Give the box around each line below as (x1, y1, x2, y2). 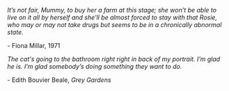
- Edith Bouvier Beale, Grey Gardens (7, 76, 111, 84)
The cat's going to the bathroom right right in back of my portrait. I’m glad (7, 55, 221, 63)
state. (7, 28, 24, 36)
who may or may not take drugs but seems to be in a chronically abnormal (7, 21, 222, 28)
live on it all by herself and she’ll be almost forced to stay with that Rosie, (7, 13, 218, 22)
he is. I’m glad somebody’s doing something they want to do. (7, 63, 182, 70)
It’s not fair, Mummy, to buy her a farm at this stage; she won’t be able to (7, 6, 217, 14)
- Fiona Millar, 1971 (7, 42, 61, 49)
